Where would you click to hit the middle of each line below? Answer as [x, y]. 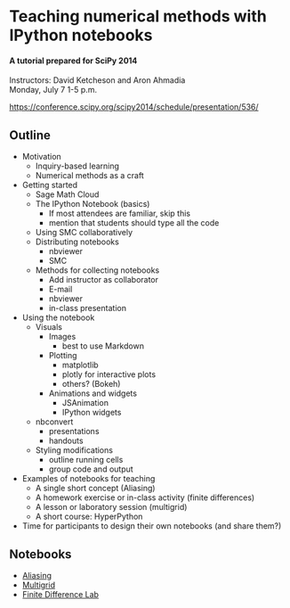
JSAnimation [85, 403]
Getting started [50, 185]
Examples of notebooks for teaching [89, 479]
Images [62, 337]
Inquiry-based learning [77, 166]
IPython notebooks [81, 35]
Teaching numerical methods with [138, 16]
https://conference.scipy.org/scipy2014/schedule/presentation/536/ [134, 107]
